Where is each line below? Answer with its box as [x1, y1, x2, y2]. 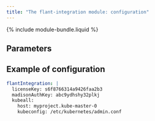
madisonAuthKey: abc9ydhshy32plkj [12, 92, 100, 98]
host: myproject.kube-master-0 [17, 103, 97, 109]
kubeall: [12, 97, 34, 104]
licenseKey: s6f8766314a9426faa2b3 [12, 86, 103, 92]
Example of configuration [6, 64, 105, 75]
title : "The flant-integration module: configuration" [6, 9, 149, 15]
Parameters [6, 43, 52, 54]
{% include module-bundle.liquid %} [6, 26, 99, 33]
